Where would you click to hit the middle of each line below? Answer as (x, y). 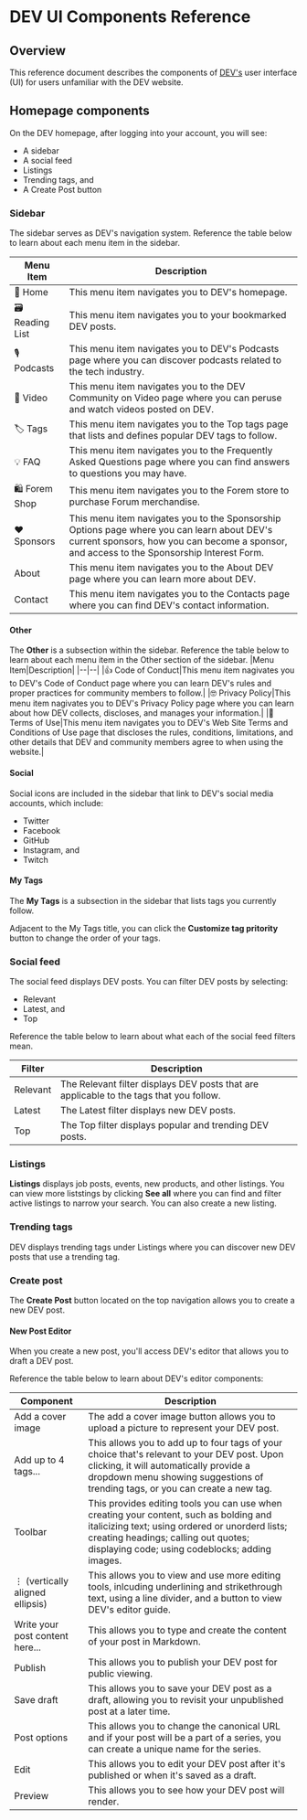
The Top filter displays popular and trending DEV (164, 1125)
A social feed (48, 160)
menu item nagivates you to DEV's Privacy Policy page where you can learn (152, 703)
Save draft (36, 1700)
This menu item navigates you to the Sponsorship (175, 518)
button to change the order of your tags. (85, 938)
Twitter (36, 821)
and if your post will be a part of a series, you (185, 1738)
